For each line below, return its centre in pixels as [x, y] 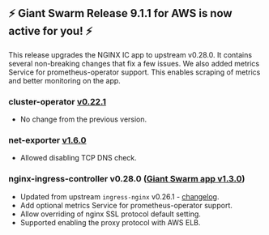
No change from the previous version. [83, 119]
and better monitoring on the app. [65, 80]
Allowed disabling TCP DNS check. [79, 158]
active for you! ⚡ [51, 31]
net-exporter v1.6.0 [47, 140]
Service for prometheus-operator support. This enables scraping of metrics [134, 72]
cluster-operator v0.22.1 [58, 101]
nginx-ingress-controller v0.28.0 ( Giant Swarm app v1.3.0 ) [127, 179]
